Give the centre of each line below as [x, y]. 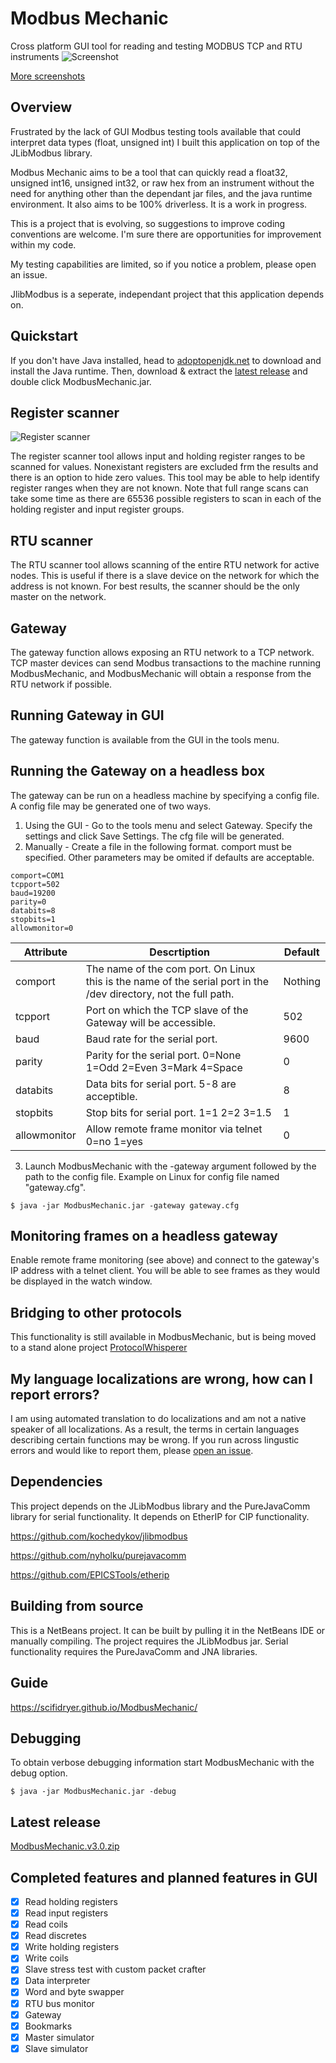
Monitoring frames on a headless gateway [144, 1236]
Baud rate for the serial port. [151, 1039]
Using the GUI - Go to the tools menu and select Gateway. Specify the [168, 825]
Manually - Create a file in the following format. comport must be [158, 846]
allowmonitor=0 [42, 928]
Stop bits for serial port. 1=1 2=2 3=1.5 [178, 1112]
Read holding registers [71, 1901]
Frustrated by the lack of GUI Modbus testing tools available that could [156, 131]
